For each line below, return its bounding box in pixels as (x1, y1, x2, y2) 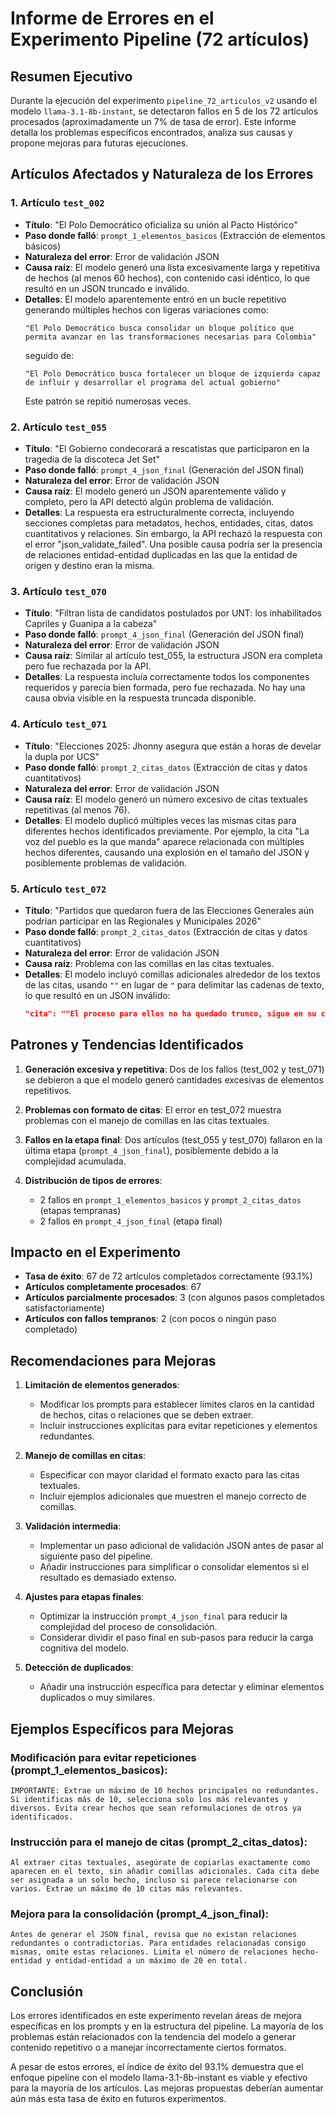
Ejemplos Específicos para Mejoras (10, 1720, 235, 1737)
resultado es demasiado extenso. (39, 1572, 177, 1584)
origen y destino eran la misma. (24, 559, 155, 571)
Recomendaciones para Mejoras (10, 1352, 217, 1369)
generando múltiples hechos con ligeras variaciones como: (24, 303, 269, 316)
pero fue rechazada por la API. (24, 660, 152, 672)
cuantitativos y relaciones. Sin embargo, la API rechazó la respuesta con (24, 527, 323, 539)
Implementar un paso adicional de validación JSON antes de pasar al (39, 1540, 324, 1552)
